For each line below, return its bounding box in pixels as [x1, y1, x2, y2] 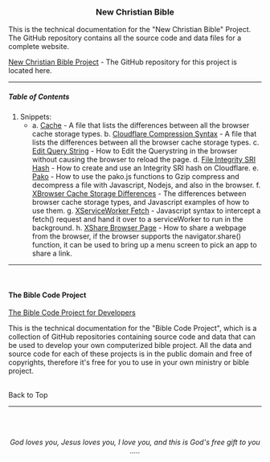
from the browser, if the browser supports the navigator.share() [31, 231, 242, 241]
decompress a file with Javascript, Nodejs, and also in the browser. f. [31, 180, 261, 190]
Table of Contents [8, 92, 70, 101]
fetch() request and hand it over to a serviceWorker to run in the [31, 215, 243, 224]
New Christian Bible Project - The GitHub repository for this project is [8, 57, 237, 67]
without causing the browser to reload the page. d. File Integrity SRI [31, 155, 256, 165]
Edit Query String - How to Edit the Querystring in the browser [31, 146, 238, 156]
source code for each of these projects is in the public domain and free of [8, 349, 253, 359]
